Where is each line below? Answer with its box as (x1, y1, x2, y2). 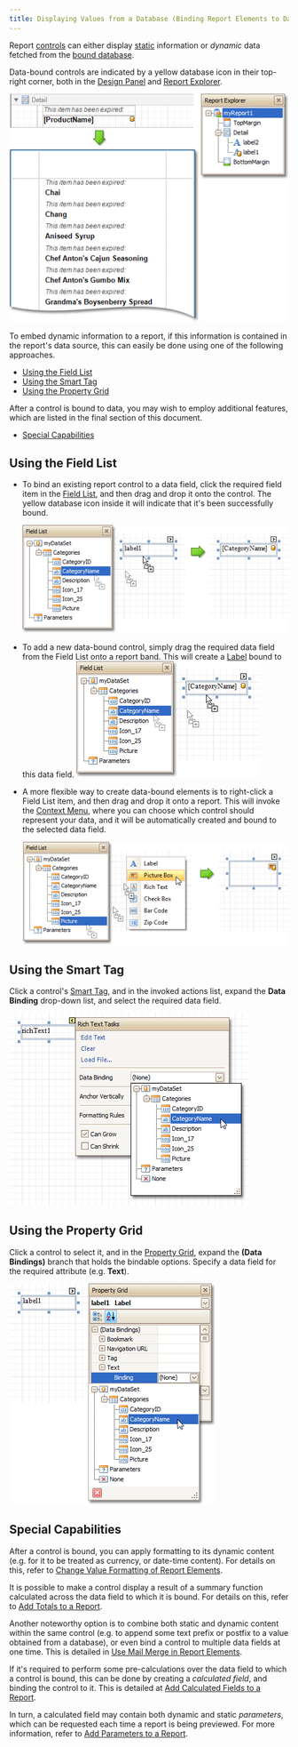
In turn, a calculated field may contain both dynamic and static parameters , (9, 1709, 284, 1719)
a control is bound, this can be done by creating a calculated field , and (9, 1672, 268, 1684)
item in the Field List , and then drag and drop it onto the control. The (21, 489, 272, 500)
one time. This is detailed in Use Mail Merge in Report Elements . (9, 1646, 242, 1657)
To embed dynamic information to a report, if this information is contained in (9, 331, 287, 341)
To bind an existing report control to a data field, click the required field (21, 479, 282, 490)
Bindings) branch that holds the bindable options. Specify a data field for (9, 1256, 277, 1267)
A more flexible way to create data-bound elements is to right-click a (21, 787, 273, 797)
